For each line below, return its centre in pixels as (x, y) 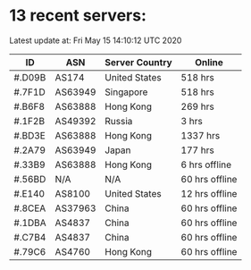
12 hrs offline (209, 193)
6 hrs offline (206, 165)
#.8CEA (30, 208)
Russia (119, 121)
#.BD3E (30, 135)
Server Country (138, 62)
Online (209, 62)
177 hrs (197, 150)
